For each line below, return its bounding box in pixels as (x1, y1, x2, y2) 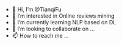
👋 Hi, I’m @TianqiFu (12, 6, 62, 13)
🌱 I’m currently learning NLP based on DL (12, 19, 117, 26)
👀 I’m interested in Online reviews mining (12, 12, 115, 19)
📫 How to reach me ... (12, 32, 69, 39)
